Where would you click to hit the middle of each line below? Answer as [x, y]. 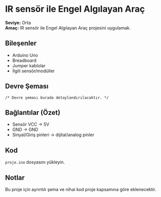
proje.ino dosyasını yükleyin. [35, 162]
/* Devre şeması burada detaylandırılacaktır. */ [57, 98]
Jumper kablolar [29, 65]
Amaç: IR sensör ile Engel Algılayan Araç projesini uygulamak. [68, 28]
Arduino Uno [25, 55]
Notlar [15, 178]
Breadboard [24, 60]
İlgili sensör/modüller [33, 71]
